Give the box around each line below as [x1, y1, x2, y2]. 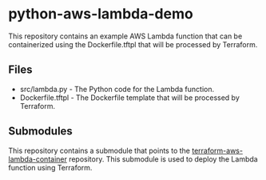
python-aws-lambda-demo [8, 5, 193, 23]
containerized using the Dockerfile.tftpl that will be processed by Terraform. [8, 39, 258, 49]
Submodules [8, 125, 73, 138]
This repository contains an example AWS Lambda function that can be [8, 31, 243, 41]
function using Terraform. [8, 162, 93, 172]
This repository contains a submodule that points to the [8, 146, 190, 155]
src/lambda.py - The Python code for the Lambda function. [19, 84, 214, 94]
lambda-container [8, 154, 68, 164]
